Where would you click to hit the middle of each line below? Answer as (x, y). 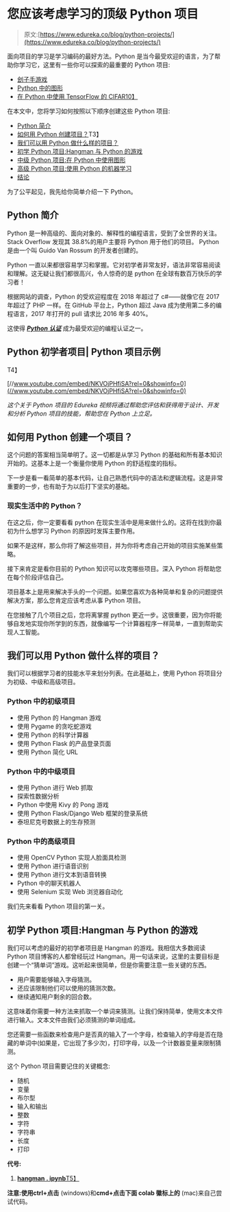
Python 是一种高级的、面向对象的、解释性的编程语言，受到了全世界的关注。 (114, 233)
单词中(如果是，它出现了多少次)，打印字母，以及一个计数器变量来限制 (117, 1043)
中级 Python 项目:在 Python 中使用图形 (71, 160)
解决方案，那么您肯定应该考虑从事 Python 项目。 (76, 600)
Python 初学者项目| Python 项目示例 (84, 352)
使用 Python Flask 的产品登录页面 (64, 743)
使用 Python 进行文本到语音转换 (62, 875)
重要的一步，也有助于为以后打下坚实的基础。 (70, 487)
